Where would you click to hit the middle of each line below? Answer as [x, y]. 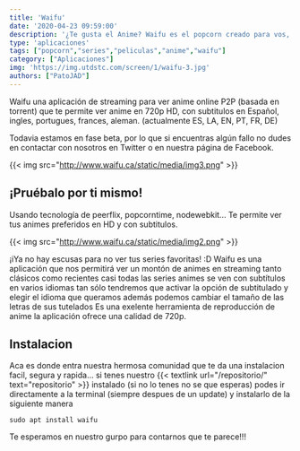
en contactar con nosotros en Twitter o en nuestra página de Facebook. [142, 147]
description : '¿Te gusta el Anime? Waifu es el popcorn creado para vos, [150, 34]
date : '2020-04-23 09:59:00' [64, 26]
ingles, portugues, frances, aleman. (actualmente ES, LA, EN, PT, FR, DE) [144, 120]
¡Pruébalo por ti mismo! [76, 193]
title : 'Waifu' [38, 17]
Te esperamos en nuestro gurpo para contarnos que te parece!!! [128, 437]
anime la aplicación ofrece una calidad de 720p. [98, 316]
